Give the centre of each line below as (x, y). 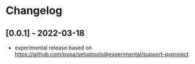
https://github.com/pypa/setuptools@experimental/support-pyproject (101, 54)
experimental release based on (53, 48)
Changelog (34, 11)
